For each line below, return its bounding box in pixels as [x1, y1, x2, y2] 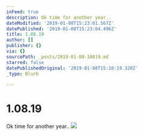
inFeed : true [6, 8, 39, 15]
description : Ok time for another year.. [6, 15, 112, 21]
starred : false [6, 59, 44, 65]
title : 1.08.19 [6, 31, 44, 37]
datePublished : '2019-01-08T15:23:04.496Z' [6, 25, 117, 32]
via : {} [6, 48, 26, 54]
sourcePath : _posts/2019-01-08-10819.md [6, 54, 109, 60]
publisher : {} [6, 43, 42, 49]
